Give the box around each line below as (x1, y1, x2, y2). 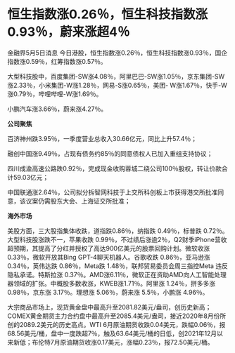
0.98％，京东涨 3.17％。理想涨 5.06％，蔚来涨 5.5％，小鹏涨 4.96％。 (7, 288, 209, 296)
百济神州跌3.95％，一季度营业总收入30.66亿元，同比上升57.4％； (7, 134, 197, 142)
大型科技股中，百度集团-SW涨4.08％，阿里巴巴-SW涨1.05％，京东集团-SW (7, 72, 225, 81)
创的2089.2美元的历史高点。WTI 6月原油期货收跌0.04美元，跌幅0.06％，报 (7, 320, 226, 328)
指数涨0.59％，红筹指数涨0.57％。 (7, 57, 107, 65)
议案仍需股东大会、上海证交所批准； (25, 197, 131, 205)
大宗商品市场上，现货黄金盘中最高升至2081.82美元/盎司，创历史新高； (7, 302, 212, 311)
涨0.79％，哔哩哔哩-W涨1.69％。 (7, 89, 103, 98)
